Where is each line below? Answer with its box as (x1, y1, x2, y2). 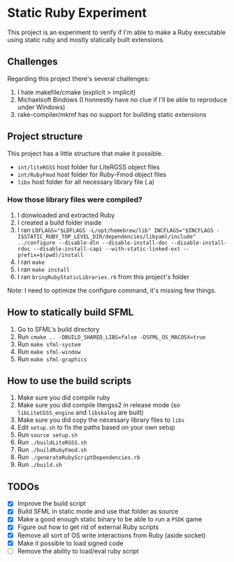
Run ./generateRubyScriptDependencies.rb (17, 453, 140, 461)
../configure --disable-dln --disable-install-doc (17, 239, 168, 246)
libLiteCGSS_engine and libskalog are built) (17, 408, 145, 417)
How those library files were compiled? (7, 195, 143, 204)
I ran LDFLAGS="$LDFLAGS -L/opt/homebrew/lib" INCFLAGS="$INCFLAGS (17, 225, 214, 234)
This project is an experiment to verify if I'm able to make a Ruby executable (7, 28, 226, 36)
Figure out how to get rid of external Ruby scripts (17, 523, 159, 531)
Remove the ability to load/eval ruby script (17, 547, 140, 555)
